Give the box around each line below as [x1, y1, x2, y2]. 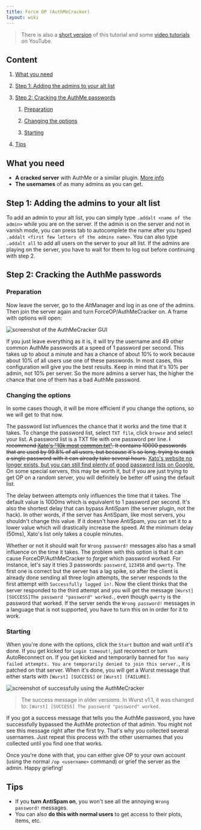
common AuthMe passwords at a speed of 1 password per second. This [6, 344, 185, 351]
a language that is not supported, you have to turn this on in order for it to [6, 605, 188, 613]
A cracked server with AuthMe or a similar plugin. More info [14, 174, 164, 181]
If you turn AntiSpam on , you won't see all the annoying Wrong [14, 798, 170, 805]
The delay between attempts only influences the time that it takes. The [6, 492, 181, 499]
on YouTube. [20, 37, 52, 45]
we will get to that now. [6, 410, 64, 418]
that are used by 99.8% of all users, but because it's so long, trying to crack [6, 448, 194, 455]
